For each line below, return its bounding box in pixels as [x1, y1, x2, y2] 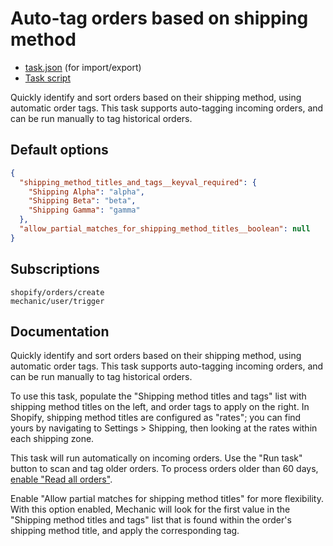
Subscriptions [10, 261, 100, 278]
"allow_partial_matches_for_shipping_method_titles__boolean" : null [19, 224, 311, 234]
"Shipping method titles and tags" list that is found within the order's [10, 514, 292, 526]
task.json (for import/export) [24, 61, 142, 73]
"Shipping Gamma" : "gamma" [28, 205, 141, 216]
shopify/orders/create [10, 287, 105, 297]
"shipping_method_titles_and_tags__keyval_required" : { [19, 177, 257, 187]
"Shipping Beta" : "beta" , [28, 196, 137, 206]
